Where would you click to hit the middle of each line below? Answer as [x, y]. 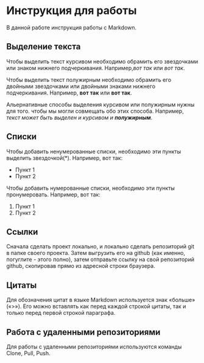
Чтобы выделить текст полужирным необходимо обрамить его [89, 79]
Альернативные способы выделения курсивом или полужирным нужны [100, 104]
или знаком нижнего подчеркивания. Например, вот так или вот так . [96, 68]
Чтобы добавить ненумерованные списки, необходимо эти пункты [94, 151]
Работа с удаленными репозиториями [83, 332]
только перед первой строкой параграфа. [61, 313]
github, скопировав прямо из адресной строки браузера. [81, 266]
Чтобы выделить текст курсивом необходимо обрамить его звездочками [102, 61]
